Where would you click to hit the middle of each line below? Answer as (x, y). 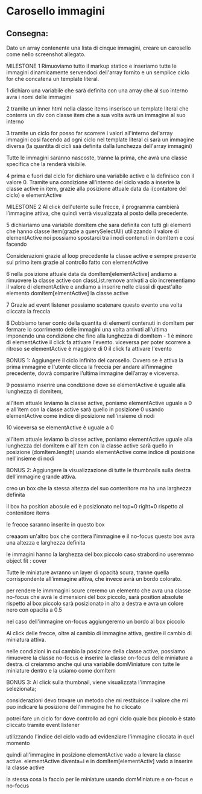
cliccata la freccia (28, 311)
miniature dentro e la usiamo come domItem (61, 671)
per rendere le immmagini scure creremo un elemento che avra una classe (99, 591)
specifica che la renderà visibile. (46, 164)
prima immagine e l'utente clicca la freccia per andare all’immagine (90, 367)
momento (18, 743)
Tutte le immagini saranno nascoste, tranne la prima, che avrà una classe (97, 158)
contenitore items (28, 513)
